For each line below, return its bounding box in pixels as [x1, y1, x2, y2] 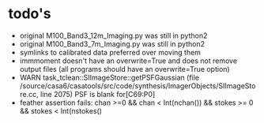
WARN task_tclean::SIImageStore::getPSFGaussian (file [19, 73, 200, 82]
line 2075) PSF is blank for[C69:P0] [40, 89, 156, 99]
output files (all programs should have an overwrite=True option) [19, 64, 231, 73]
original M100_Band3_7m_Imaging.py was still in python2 [19, 39, 206, 48]
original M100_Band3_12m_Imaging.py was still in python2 [19, 31, 208, 40]
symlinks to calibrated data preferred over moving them [19, 47, 202, 57]
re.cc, [19, 89, 40, 99]
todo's [8, 5, 51, 23]
